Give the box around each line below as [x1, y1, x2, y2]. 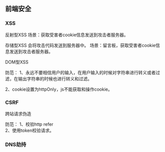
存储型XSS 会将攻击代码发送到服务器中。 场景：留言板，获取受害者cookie [5, 42, 156, 48]
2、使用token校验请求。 [5, 127, 55, 133]
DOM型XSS [5, 59, 29, 65]
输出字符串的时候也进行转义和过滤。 [18, 76, 92, 82]
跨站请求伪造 [5, 110, 31, 116]
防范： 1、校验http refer [5, 121, 54, 127]
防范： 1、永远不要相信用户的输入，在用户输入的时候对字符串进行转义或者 [5, 69, 156, 75]
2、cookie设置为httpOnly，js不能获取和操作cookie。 [5, 86, 112, 92]
